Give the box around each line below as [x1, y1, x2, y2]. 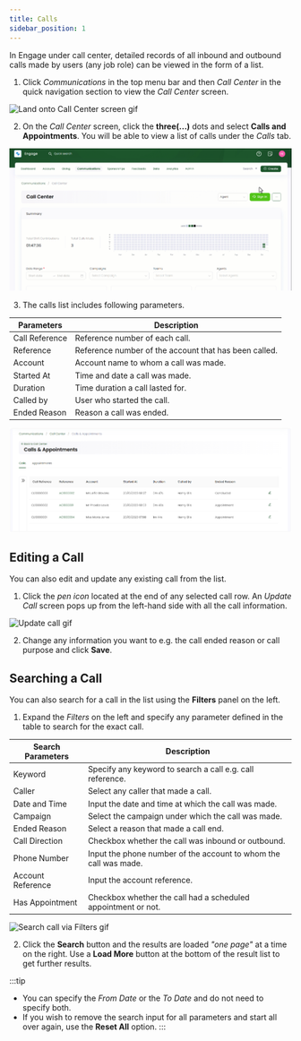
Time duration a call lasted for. [74, 382, 187, 393]
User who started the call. [74, 395, 170, 406]
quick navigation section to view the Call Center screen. [21, 86, 229, 97]
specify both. [21, 1002, 72, 1012]
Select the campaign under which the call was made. [88, 811, 282, 822]
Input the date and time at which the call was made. [88, 798, 278, 809]
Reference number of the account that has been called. [74, 345, 278, 356]
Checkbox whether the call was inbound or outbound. [88, 836, 286, 847]
